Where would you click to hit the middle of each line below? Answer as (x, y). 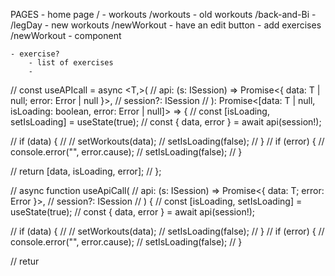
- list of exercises (71, 63)
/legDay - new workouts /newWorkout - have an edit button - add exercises (166, 25)
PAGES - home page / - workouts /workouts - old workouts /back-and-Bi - (163, 14)
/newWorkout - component (66, 35)
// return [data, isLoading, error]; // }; (86, 171)
